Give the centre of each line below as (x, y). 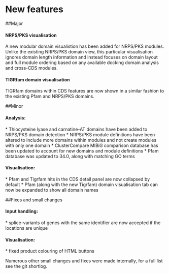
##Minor (14, 106)
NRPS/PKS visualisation (31, 35)
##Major (14, 23)
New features (34, 9)
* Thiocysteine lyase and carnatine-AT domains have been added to (76, 129)
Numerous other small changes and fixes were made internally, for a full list (84, 261)
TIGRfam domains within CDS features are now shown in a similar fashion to (85, 91)
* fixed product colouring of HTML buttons (50, 251)
